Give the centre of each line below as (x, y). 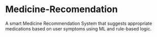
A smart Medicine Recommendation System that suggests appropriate (79, 23)
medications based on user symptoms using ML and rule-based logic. (78, 28)
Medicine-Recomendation (61, 9)
